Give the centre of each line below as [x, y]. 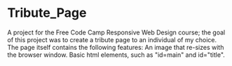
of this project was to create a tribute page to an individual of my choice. [112, 39]
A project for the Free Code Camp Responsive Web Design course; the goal [116, 32]
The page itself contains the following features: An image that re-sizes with [116, 47]
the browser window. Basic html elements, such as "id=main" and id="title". [116, 55]
